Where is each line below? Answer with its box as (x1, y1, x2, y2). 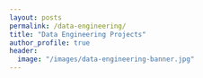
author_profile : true (9, 38, 91, 48)
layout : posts (9, 13, 63, 22)
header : (9, 47, 39, 56)
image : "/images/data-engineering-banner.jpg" (17, 55, 195, 64)
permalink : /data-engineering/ (9, 22, 127, 30)
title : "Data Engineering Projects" (9, 30, 146, 39)
